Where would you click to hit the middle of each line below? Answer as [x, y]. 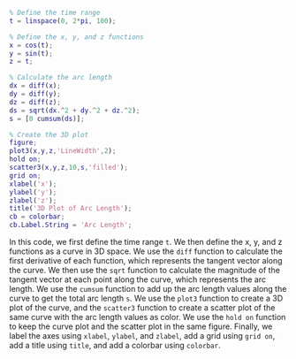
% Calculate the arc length [61, 78]
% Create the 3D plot [49, 134]
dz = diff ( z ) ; [35, 102]
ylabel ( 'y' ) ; [33, 192]
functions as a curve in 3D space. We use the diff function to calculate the [146, 251]
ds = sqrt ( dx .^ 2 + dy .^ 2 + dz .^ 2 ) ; [75, 111]
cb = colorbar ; [37, 217]
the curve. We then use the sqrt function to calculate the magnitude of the [145, 270]
